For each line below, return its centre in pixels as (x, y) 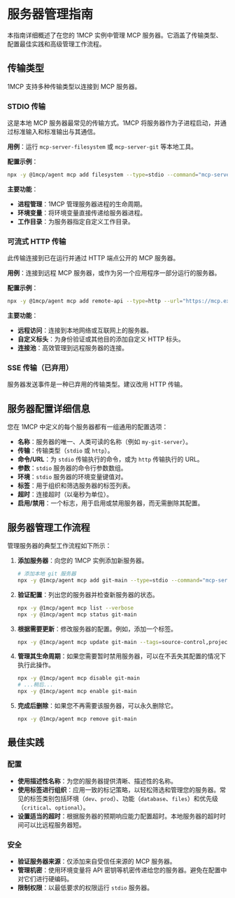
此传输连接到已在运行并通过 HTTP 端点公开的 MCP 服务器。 (93, 258)
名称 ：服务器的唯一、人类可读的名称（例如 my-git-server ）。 (105, 442)
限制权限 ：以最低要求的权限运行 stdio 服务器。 (85, 887)
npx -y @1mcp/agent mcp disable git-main (79, 678)
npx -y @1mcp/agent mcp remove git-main (77, 719)
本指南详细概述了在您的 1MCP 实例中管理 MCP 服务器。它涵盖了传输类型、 (115, 35)
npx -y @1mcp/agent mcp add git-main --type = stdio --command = (110, 580)
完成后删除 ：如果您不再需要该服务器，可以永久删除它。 (97, 706)
